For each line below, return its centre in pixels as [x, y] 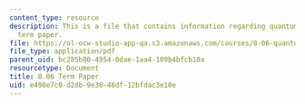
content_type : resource [54, 18]
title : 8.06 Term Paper [54, 77]
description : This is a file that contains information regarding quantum [154, 26]
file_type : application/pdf [63, 52]
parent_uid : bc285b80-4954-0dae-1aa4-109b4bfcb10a [107, 60]
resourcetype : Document [54, 69]
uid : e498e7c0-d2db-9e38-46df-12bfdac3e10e [93, 85]
